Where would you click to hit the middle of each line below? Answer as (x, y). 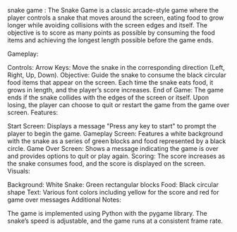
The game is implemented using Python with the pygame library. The (107, 213)
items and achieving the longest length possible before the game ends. (110, 40)
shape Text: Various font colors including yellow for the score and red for (113, 192)
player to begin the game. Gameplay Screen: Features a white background (115, 134)
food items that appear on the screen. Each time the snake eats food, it (110, 83)
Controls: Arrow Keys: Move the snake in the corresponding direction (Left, (116, 67)
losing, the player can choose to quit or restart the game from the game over (119, 105)
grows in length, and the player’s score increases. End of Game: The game (116, 90)
